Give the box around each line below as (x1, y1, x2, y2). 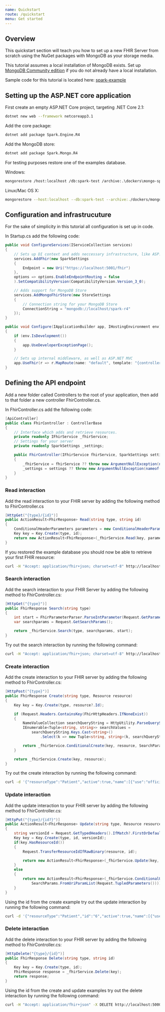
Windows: (5, 169, 26, 175)
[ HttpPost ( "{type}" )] (5, 689, 50, 694)
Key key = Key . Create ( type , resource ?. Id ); (14, 702, 105, 708)
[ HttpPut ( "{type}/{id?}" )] (5, 817, 60, 822)
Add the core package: (5, 122, 52, 128)
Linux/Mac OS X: (5, 187, 39, 193)
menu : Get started (5, 16, 43, 21)
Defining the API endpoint (5, 379, 86, 387)
